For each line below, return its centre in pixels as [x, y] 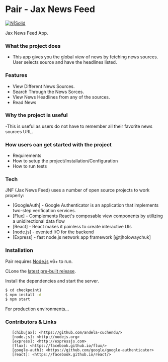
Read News [24, 102]
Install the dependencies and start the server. [52, 281]
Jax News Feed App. [27, 33]
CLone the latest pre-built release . [41, 271]
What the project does [33, 46]
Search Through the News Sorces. [48, 92]
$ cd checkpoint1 [23, 290]
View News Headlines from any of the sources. [61, 97]
